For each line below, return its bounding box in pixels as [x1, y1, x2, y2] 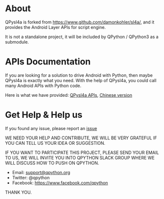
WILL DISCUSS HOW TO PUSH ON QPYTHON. [5, 160, 99, 166]
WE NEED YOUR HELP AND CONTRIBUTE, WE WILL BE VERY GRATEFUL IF [5, 135, 157, 141]
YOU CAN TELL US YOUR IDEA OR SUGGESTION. [5, 140, 106, 146]
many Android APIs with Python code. [5, 83, 82, 88]
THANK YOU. [5, 189, 32, 195]
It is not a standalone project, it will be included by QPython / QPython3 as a [5, 34, 159, 40]
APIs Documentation [5, 56, 91, 67]
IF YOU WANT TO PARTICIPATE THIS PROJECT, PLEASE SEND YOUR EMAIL [5, 150, 159, 155]
